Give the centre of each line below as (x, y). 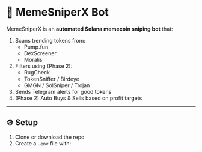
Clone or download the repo (50, 137)
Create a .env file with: (43, 143)
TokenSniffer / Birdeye (51, 79)
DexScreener (40, 53)
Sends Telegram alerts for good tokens (63, 91)
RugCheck (37, 72)
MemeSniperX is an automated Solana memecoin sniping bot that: (90, 29)
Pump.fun (36, 47)
